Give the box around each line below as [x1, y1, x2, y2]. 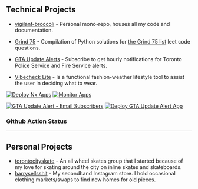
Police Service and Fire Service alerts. [14, 62, 108, 69]
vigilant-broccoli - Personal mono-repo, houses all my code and [14, 20, 170, 27]
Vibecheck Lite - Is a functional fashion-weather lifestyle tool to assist [14, 73, 184, 80]
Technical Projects [6, 5, 76, 15]
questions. [14, 44, 41, 51]
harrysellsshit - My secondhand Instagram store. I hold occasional [14, 170, 176, 177]
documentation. [14, 26, 53, 34]
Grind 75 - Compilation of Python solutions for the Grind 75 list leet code [14, 38, 190, 45]
